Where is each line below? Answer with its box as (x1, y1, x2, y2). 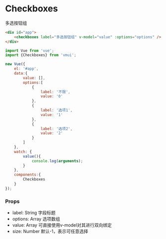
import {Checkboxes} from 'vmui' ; (5, 53, 77, 58)
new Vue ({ (5, 61, 26, 67)
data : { (14, 71, 28, 76)
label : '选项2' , (40, 126, 73, 131)
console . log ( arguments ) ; (31, 158, 83, 164)
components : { (14, 172, 41, 178)
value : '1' (40, 112, 63, 117)
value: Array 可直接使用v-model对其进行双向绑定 (12, 222, 112, 228)
